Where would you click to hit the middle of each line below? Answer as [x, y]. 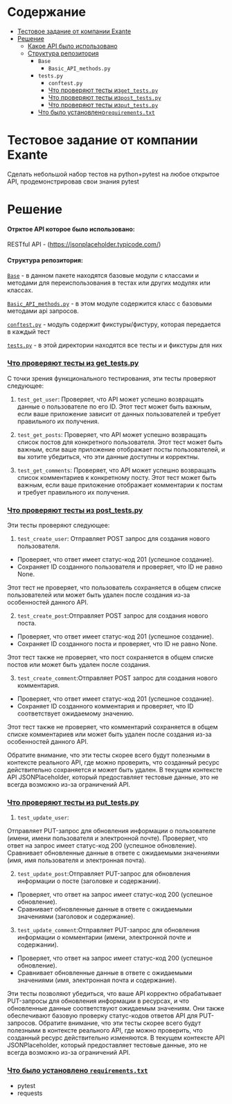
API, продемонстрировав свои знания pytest [73, 181]
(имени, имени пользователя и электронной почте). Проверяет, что [108, 838]
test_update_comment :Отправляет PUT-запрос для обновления [108, 930]
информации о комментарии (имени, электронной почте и [104, 937]
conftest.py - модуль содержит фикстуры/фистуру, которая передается [114, 324]
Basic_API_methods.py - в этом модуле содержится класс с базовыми [110, 304]
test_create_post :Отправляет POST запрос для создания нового [113, 616]
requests [30, 1093]
